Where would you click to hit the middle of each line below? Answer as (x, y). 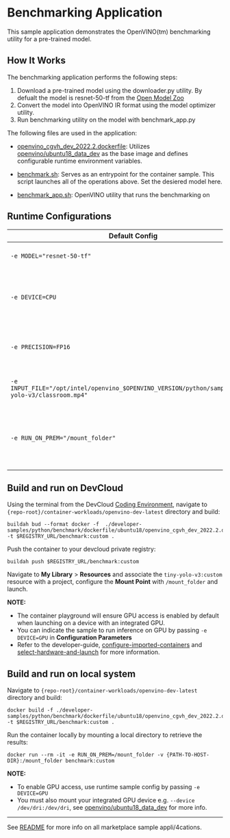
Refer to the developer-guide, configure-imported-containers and (110, 645)
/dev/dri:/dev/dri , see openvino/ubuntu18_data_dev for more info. (112, 808)
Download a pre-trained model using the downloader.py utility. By (110, 90)
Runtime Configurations (59, 217)
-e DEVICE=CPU (34, 297)
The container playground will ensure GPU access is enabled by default (118, 615)
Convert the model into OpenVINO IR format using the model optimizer (116, 105)
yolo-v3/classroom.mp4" (49, 395)
